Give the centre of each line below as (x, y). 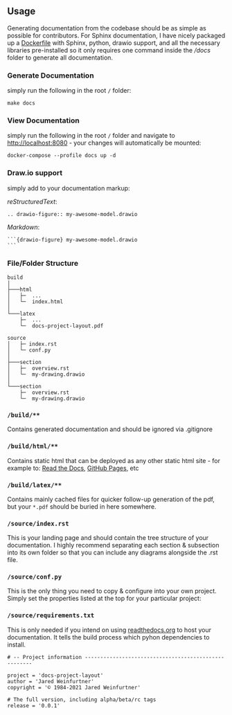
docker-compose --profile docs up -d (62, 156)
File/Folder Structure (43, 263)
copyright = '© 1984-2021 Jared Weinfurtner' (74, 687)
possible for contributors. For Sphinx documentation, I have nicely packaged (116, 35)
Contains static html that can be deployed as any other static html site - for (114, 460)
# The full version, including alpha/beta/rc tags (82, 699)
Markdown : (24, 227)
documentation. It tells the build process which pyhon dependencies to (108, 637)
